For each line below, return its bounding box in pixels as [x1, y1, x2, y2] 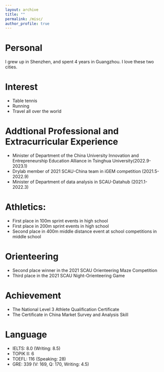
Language [5, 329, 47, 340]
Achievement [5, 290, 61, 301]
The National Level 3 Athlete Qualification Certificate [12, 306, 120, 312]
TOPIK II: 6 [12, 350, 35, 357]
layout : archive [5, 7, 39, 12]
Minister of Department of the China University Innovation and [12, 153, 139, 159]
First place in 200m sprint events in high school [12, 223, 109, 229]
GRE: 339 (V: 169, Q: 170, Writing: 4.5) [12, 361, 89, 367]
